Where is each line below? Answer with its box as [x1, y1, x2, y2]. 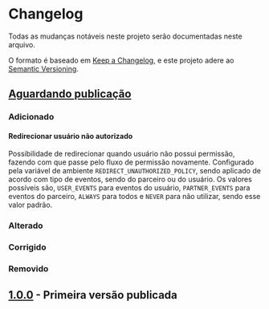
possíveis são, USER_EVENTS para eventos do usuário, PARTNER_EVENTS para [8, 183, 251, 193]
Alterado [8, 220, 43, 231]
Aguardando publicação [8, 87, 132, 101]
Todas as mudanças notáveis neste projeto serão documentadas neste [8, 31, 243, 41]
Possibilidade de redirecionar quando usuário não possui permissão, [8, 149, 235, 159]
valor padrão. [8, 200, 53, 209]
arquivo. [8, 39, 36, 49]
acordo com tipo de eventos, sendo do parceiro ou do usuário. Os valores [8, 174, 253, 185]
